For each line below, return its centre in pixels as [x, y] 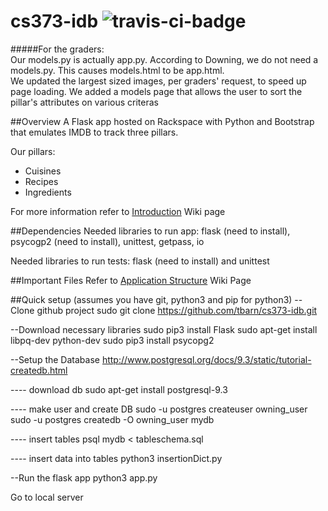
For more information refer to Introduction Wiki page [118, 211]
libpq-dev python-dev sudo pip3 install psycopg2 [112, 340]
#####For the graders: [57, 49]
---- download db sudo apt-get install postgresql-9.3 [119, 389]
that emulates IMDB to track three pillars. [94, 132]
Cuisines [43, 171]
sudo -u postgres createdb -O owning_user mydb [112, 419]
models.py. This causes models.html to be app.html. [117, 70]
